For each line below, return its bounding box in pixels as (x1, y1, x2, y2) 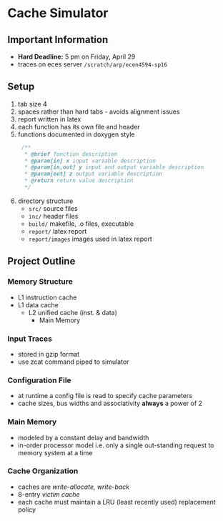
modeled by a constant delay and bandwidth (17, 433, 149, 442)
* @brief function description (24, 150, 118, 158)
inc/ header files (28, 212, 79, 220)
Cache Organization (7, 466, 79, 476)
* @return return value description (24, 177, 134, 184)
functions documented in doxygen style (17, 130, 135, 139)
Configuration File (7, 375, 71, 385)
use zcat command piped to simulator (17, 357, 129, 366)
